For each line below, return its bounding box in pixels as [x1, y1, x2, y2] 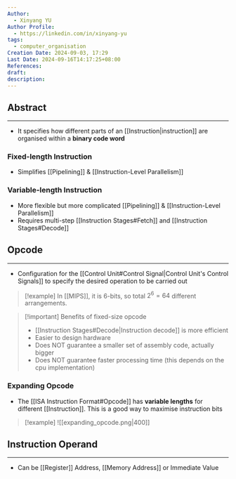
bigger [34, 348, 55, 357]
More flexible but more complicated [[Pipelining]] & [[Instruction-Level [17, 201, 221, 209]
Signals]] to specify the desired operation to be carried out [17, 277, 188, 285]
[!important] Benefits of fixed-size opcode [24, 313, 147, 321]
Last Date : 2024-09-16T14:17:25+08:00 [7, 56, 121, 63]
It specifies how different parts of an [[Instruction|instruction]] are [17, 127, 209, 136]
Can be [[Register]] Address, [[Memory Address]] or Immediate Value [17, 464, 219, 472]
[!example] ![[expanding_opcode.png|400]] [24, 418, 150, 426]
